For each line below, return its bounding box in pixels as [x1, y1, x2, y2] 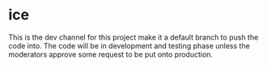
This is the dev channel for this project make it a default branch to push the [8, 32, 259, 42]
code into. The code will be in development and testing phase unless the [8, 40, 251, 50]
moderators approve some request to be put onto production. [8, 49, 213, 59]
